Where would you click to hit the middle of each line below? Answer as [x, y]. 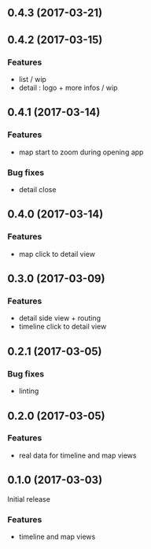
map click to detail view [57, 254]
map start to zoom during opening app [81, 152]
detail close [37, 190]
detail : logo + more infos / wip [68, 88]
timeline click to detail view [63, 327]
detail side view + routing [60, 318]
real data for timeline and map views [77, 455]
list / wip [32, 80]
